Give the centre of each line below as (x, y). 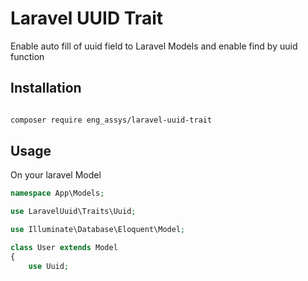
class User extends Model (64, 248)
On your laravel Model (56, 175)
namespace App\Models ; (57, 193)
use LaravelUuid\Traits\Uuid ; (73, 212)
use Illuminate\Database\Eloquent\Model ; (98, 230)
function (27, 56)
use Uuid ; (49, 266)
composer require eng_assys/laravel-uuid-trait (111, 120)
